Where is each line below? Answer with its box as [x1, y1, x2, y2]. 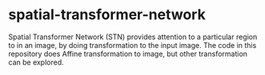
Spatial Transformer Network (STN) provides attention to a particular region [8, 32, 258, 41]
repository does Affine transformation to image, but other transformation [8, 49, 248, 58]
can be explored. [8, 57, 64, 67]
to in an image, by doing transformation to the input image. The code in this [8, 40, 257, 49]
